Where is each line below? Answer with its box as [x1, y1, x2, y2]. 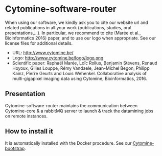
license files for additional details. [5, 40, 73, 46]
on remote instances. [5, 113, 48, 119]
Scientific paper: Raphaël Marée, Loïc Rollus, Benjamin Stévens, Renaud [12, 60, 158, 66]
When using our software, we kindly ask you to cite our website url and [5, 19, 148, 25]
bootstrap [5, 145, 25, 151]
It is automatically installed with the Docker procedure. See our [5, 140, 132, 146]
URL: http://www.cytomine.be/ [12, 50, 74, 56]
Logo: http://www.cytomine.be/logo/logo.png [12, 55, 104, 60]
